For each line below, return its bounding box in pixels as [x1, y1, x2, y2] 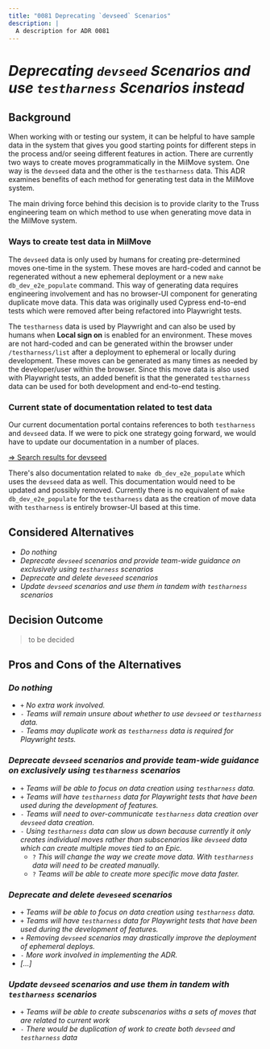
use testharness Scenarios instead [8, 78, 245, 97]
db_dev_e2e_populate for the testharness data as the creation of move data [8, 493, 256, 504]
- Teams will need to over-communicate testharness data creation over [19, 809, 259, 819]
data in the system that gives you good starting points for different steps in [8, 140, 256, 150]
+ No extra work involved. [19, 700, 106, 710]
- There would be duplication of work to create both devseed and [19, 1024, 235, 1034]
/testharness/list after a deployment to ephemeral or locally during [8, 347, 236, 357]
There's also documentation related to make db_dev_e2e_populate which [8, 468, 246, 478]
